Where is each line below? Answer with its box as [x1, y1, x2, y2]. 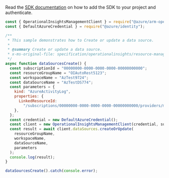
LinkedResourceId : [18, 99, 57, 104]
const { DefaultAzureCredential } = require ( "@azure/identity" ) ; [5, 24, 145, 29]
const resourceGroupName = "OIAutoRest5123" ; [10, 70, 107, 75]
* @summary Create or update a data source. [7, 47, 102, 52]
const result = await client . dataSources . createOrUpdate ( [10, 127, 134, 132]
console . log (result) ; [10, 154, 55, 160]
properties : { [14, 94, 44, 99]
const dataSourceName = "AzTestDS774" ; [10, 80, 94, 85]
